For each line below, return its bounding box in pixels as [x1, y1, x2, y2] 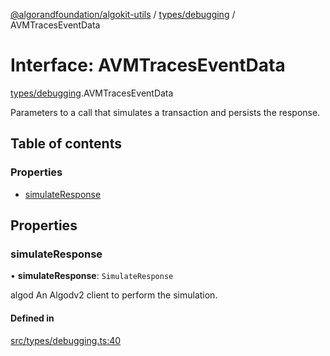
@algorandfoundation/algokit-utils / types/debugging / [10, 9, 236, 20]
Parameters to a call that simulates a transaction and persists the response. [10, 106, 321, 118]
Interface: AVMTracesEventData [10, 54, 286, 77]
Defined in [10, 312, 55, 324]
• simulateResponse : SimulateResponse [10, 270, 174, 282]
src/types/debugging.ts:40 [10, 334, 122, 346]
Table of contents [10, 135, 122, 153]
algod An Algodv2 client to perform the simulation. [10, 289, 218, 301]
